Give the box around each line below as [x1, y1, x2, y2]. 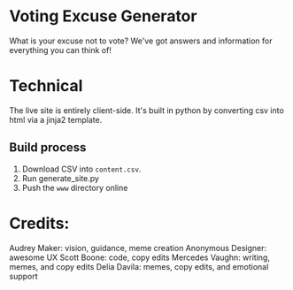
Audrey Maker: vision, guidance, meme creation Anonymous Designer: [9, 242, 267, 253]
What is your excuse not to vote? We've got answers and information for [9, 35, 273, 46]
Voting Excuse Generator [9, 6, 197, 27]
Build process [9, 140, 87, 156]
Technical [9, 76, 83, 96]
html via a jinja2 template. [9, 114, 103, 125]
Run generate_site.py [21, 172, 100, 183]
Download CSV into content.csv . [21, 164, 142, 174]
